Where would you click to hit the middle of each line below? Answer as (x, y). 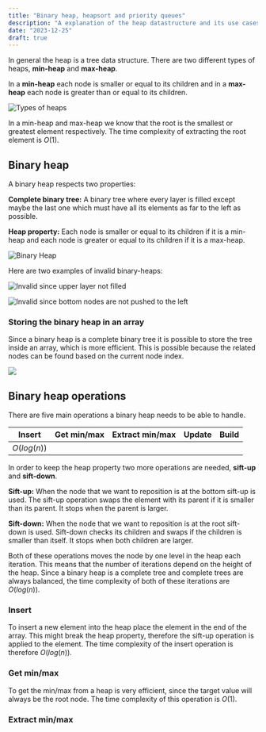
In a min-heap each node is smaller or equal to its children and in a (118, 84)
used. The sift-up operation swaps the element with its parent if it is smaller (131, 500)
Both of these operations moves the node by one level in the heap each (125, 556)
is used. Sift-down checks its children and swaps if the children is (135, 532)
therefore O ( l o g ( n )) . (40, 653)
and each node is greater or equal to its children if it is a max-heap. (136, 240)
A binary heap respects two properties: (72, 184)
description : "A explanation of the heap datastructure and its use (123, 23)
